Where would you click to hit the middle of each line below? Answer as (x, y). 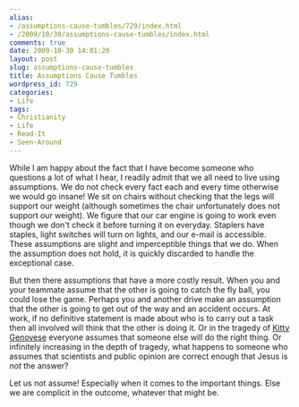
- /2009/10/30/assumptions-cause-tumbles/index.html (110, 34)
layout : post (34, 59)
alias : (21, 17)
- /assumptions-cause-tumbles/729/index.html (95, 26)
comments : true (38, 42)
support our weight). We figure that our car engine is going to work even (143, 215)
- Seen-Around (36, 142)
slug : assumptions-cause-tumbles (72, 68)
